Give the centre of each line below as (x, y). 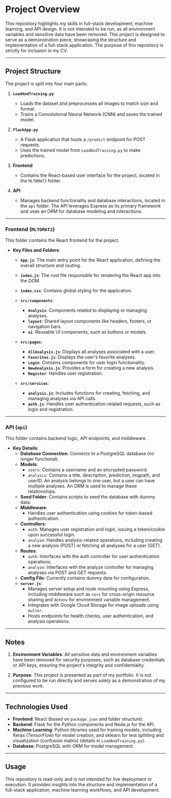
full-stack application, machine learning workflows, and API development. (83, 790)
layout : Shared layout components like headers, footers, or (90, 321)
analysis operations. (49, 621)
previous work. (28, 686)
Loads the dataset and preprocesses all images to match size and (89, 103)
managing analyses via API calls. (62, 399)
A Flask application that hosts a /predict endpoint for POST (83, 139)
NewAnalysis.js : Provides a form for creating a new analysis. (91, 368)
